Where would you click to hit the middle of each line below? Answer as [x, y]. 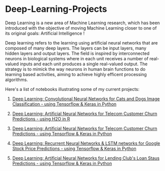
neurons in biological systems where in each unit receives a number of [77, 58]
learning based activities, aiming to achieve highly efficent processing [76, 74]
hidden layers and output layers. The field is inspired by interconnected [77, 53]
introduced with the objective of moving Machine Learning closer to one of [81, 28]
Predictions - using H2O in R [41, 119]
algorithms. [16, 80]
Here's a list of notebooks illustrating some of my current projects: [72, 89]
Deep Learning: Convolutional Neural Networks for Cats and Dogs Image [86, 99]
